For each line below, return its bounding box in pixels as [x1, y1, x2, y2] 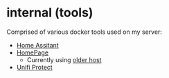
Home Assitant [16, 41, 60, 49]
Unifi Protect [16, 63, 53, 71]
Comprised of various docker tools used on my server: [6, 28, 162, 36]
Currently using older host [26, 55, 102, 64]
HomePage [16, 48, 49, 57]
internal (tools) [6, 5, 94, 21]
